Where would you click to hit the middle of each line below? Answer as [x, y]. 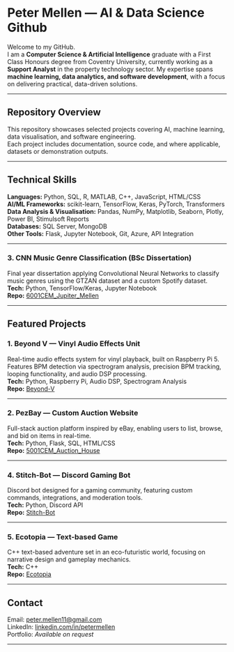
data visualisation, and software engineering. [72, 137]
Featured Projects [47, 324]
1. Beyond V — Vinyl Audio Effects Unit [74, 344]
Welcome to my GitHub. [41, 47]
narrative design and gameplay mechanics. [69, 559]
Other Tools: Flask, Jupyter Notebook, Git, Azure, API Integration [100, 233]
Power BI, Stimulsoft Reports [48, 219]
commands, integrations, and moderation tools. [75, 498]
